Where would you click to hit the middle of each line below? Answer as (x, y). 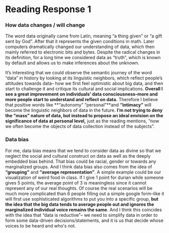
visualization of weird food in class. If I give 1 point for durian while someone (84, 177)
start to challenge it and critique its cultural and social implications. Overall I (84, 89)
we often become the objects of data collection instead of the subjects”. (80, 126)
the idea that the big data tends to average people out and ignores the (80, 204)
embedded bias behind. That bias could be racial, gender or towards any (81, 161)
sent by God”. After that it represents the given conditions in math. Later (80, 41)
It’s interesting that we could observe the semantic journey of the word (79, 73)
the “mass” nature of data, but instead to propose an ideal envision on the (84, 116)
